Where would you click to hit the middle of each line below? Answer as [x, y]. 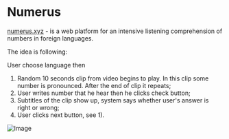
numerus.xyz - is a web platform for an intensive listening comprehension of [115, 31]
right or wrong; [38, 107]
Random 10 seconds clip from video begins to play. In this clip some [113, 78]
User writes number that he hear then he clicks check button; [104, 93]
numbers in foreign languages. [50, 38]
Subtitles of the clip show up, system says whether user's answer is [113, 100]
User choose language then [46, 65]
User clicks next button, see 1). [61, 115]
